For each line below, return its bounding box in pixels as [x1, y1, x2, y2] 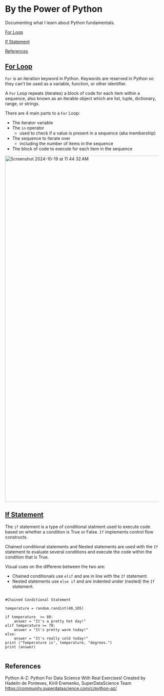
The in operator [12, 125, 44, 131]
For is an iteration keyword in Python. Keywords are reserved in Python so [5, 75, 154, 81]
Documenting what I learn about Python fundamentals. [5, 20, 115, 26]
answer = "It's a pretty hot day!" [14, 618, 86, 624]
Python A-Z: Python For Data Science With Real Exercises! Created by [5, 675, 146, 681]
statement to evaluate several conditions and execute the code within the [5, 549, 152, 555]
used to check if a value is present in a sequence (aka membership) [19, 130, 156, 136]
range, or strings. [5, 101, 40, 107]
